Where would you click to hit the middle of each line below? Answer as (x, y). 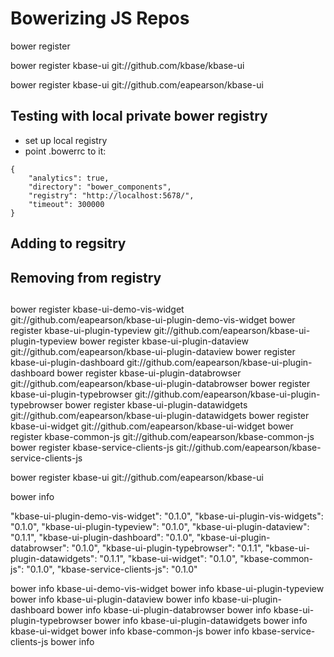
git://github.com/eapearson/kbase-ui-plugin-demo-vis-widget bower (153, 319)
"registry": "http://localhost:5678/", (111, 195)
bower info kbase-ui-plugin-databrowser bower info (164, 609)
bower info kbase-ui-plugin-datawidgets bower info (201, 620)
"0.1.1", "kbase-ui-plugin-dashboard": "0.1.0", (102, 537)
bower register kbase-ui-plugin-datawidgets (156, 404)
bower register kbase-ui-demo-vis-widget (97, 309)
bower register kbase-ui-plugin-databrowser (149, 373)
